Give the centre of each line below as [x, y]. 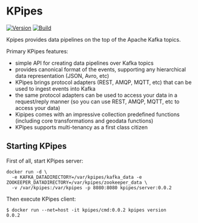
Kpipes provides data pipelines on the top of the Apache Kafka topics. [94, 39]
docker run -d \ [27, 172]
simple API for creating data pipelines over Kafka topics [84, 63]
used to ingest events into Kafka [55, 88]
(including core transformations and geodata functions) [84, 121]
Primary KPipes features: [37, 51]
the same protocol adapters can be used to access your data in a [96, 95]
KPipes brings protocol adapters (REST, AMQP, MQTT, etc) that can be [103, 82]
